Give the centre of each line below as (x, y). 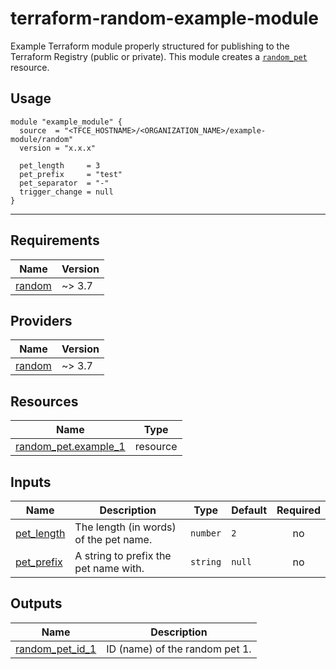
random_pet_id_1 (56, 649)
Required (298, 510)
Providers (41, 320)
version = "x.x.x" (58, 148)
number (206, 533)
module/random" (42, 139)
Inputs (31, 482)
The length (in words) (125, 527)
